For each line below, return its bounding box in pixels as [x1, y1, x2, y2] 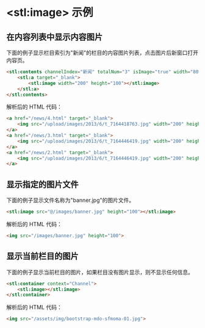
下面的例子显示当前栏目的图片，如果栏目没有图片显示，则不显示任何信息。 [6, 268, 193, 276]
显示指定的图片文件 [6, 179, 79, 190]
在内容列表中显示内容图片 [6, 32, 103, 42]
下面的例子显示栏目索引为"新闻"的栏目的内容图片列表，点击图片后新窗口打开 [6, 49, 199, 56]
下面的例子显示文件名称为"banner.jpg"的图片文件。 [6, 196, 135, 204]
